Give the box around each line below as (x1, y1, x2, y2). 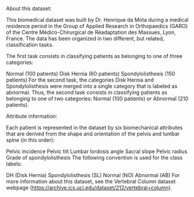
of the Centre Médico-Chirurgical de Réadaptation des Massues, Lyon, (6, 29, 176, 36)
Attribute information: (6, 113, 57, 120)
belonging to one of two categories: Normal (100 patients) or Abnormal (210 (6, 95, 189, 102)
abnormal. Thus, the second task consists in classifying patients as (6, 89, 168, 96)
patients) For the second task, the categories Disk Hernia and (6, 76, 154, 83)
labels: (6, 161, 22, 167)
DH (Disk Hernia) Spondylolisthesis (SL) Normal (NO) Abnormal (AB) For (6, 172, 180, 178)
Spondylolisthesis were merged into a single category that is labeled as (6, 83, 178, 90)
